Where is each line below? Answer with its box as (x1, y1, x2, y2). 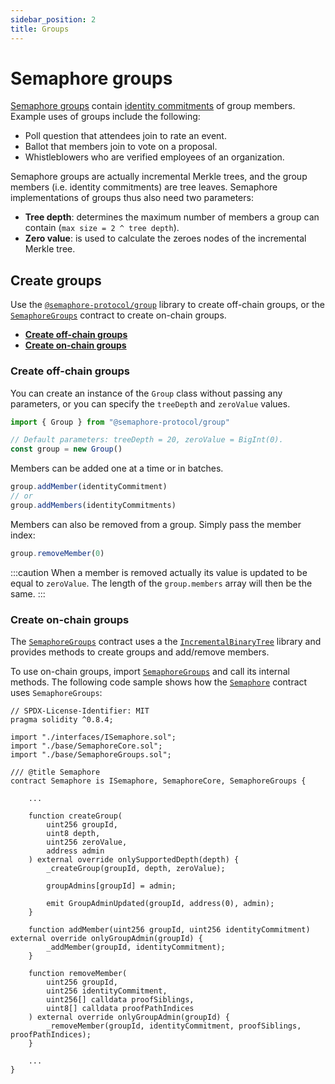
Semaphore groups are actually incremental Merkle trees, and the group (10, 171, 308, 183)
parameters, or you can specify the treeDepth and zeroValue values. (10, 397, 291, 410)
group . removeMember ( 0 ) (10, 548, 105, 558)
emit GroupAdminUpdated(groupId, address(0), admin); (46, 898, 275, 908)
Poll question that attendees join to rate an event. (24, 130, 227, 142)
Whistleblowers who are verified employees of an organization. (24, 151, 285, 163)
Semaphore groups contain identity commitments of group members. (10, 100, 296, 112)
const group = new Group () (10, 444, 123, 455)
